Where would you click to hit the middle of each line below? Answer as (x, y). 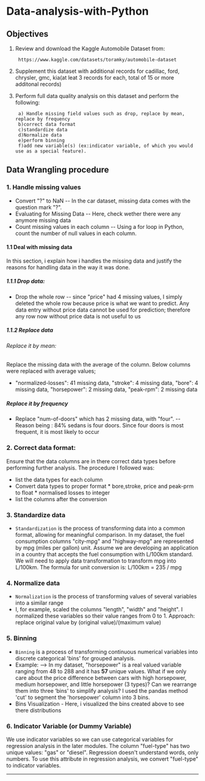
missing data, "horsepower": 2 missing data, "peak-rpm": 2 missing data (106, 389)
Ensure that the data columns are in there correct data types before (91, 461)
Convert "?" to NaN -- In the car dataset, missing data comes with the (103, 201)
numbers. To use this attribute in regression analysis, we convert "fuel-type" (103, 759)
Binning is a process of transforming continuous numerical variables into (106, 652)
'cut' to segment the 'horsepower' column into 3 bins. (83, 697)
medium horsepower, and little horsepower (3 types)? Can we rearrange (106, 684)
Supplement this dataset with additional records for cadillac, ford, (97, 71)
